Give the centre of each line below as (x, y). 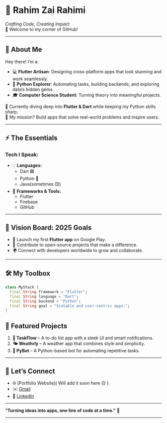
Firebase (29, 202)
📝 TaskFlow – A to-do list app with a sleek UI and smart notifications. (83, 338)
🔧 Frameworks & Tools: (37, 191)
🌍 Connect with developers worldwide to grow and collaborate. (78, 251)
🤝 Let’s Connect (30, 371)
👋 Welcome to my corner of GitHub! (42, 29)
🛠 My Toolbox (28, 273)
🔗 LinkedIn (23, 396)
